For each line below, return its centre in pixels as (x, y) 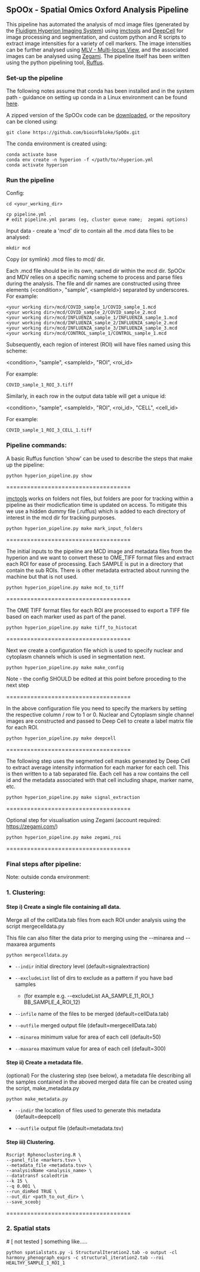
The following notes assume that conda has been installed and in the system (100, 91)
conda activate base (32, 155)
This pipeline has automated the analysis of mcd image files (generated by (98, 24)
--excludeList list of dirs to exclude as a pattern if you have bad (94, 978)
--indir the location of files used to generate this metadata (88, 1110)
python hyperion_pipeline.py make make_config (65, 667)
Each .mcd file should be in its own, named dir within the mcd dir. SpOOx (96, 271)
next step (18, 685)
